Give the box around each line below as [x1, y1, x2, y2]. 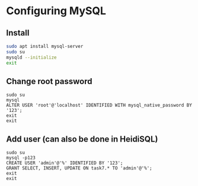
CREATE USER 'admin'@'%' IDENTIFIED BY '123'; [6, 160, 123, 166]
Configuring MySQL [6, 4, 107, 18]
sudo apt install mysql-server [6, 43, 84, 49]
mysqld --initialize [6, 54, 58, 60]
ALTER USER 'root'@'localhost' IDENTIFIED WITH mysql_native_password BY [6, 102, 193, 108]
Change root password [6, 76, 92, 86]
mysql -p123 [6, 155, 36, 161]
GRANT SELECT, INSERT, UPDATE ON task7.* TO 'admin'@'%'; [6, 165, 152, 171]
